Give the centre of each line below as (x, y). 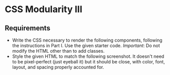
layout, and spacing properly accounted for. (58, 67)
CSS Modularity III (44, 9)
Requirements (27, 28)
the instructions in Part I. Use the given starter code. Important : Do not (86, 46)
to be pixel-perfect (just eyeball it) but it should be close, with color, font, (88, 62)
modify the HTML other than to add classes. (58, 51)
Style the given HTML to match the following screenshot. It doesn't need (88, 56)
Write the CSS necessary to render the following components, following (87, 40)
